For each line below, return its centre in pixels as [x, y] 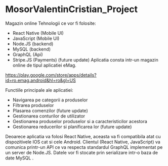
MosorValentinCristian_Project [72, 9]
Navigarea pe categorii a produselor [50, 100]
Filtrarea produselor [33, 105]
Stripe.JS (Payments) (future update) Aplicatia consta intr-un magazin [85, 60]
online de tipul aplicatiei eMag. [45, 65]
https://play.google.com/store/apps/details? [51, 75]
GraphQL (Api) [28, 54]
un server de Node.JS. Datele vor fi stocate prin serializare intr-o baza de [82, 152]
